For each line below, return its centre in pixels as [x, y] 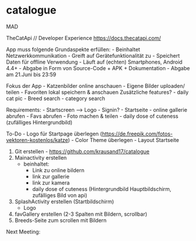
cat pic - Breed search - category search [56, 98]
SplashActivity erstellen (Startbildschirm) [64, 202]
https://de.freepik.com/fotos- [137, 134]
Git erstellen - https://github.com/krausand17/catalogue [82, 151]
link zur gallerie [51, 176]
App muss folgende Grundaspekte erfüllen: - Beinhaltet [73, 49]
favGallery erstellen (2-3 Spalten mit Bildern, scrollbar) [81, 214]
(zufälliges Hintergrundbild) [39, 122]
